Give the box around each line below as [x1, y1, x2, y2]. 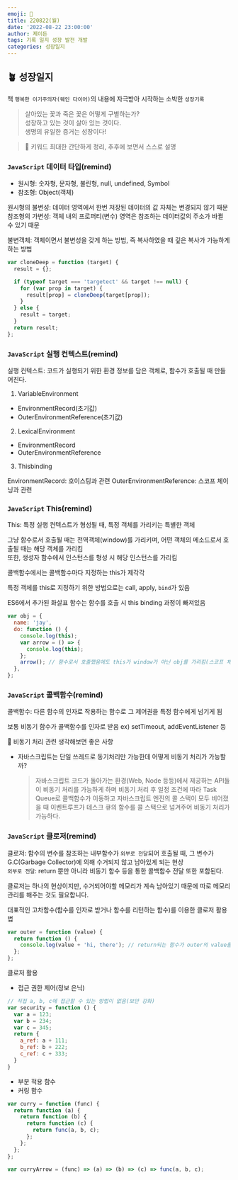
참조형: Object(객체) [17, 188, 74, 197]
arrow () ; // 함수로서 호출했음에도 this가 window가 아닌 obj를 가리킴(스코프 [20, 659, 224, 666]
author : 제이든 [7, 30, 48, 38]
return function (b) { [20, 1113, 87, 1121]
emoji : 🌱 [7, 10, 33, 18]
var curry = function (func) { [7, 1100, 100, 1107]
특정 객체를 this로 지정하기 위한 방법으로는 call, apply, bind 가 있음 [7, 584, 190, 592]
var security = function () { [7, 1004, 97, 1011]
